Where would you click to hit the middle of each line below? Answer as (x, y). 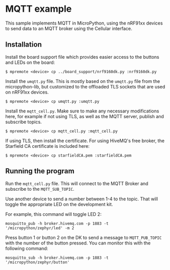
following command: (27, 248)
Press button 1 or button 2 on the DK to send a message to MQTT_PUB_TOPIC (84, 237)
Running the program (40, 171)
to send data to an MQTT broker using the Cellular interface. (69, 28)
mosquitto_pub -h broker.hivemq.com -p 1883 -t (57, 223)
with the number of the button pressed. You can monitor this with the (78, 243)
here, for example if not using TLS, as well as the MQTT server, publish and (85, 116)
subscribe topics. (24, 122)
